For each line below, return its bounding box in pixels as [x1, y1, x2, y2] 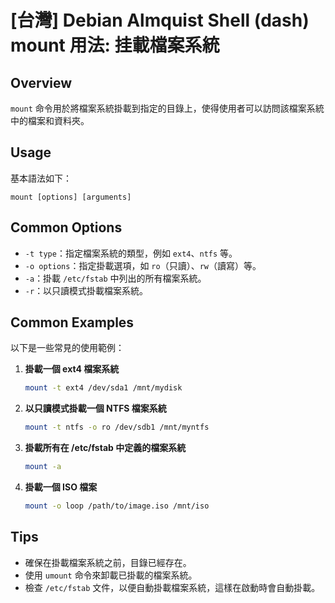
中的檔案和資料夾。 [10, 115, 90, 126]
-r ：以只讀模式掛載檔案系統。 [24, 284, 149, 296]
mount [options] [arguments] [10, 192, 132, 202]
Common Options [10, 219, 123, 236]
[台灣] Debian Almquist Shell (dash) [10, 9, 310, 32]
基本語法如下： [10, 172, 72, 184]
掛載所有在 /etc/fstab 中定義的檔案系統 [24, 442, 187, 454]
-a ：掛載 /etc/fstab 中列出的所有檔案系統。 [24, 272, 207, 284]
